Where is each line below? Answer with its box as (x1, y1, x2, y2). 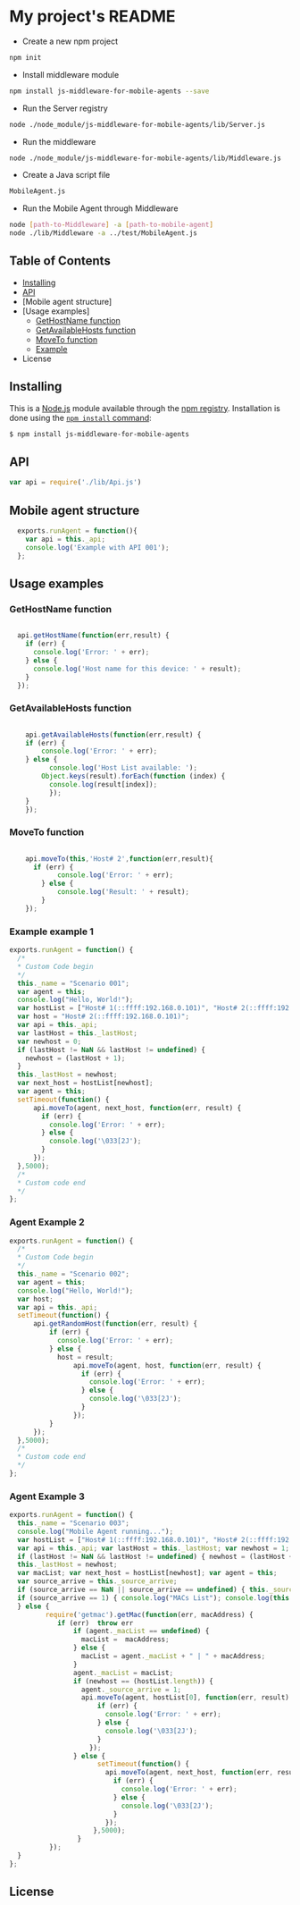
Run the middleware (21, 136, 96, 147)
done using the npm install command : (9, 412, 152, 423)
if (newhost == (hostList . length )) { (72, 1676, 214, 1686)
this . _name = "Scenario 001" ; (17, 979, 129, 988)
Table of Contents (9, 253, 112, 269)
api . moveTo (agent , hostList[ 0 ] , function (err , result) (80, 1693, 290, 1702)
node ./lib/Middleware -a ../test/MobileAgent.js (9, 229, 198, 238)
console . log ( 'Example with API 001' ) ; (25, 543, 170, 552)
